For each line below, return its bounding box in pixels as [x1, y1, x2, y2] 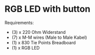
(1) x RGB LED [11, 45, 40, 51]
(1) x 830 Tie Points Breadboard [11, 39, 76, 45]
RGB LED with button [4, 3, 91, 15]
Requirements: [4, 20, 34, 26]
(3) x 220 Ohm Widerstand [11, 29, 66, 35]
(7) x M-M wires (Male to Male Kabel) [11, 34, 87, 40]
